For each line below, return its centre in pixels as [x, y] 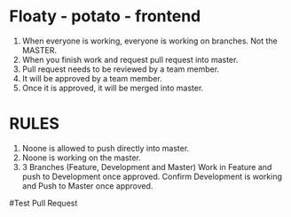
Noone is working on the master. [82, 158]
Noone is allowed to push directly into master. [106, 148]
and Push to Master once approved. [87, 186]
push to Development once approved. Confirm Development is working [152, 176]
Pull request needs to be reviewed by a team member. [121, 69]
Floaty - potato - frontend [105, 16]
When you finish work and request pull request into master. [130, 59]
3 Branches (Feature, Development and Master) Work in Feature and [147, 167]
